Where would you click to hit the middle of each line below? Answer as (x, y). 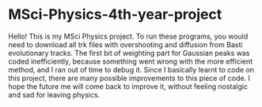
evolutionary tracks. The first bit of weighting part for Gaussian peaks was (129, 53)
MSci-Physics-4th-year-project (115, 15)
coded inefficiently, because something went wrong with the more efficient (131, 61)
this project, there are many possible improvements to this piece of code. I (129, 78)
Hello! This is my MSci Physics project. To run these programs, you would (128, 36)
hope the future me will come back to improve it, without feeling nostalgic (128, 86)
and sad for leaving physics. (54, 94)
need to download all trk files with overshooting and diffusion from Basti (125, 44)
